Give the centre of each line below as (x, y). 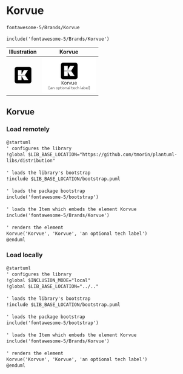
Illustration (23, 52)
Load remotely (28, 129)
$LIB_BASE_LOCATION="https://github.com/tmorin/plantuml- (103, 154)
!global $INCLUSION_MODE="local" (48, 280)
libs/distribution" (31, 161)
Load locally (25, 255)
